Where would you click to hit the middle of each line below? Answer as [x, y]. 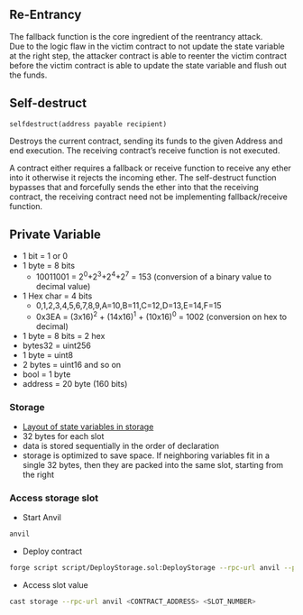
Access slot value [55, 585]
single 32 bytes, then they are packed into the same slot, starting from [153, 465]
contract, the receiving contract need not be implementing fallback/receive [149, 197]
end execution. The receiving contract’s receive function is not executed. [145, 150]
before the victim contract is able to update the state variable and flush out [148, 65]
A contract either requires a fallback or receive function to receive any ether [150, 168]
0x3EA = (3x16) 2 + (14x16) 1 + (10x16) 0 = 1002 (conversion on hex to [161, 316]
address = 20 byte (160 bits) [75, 383]
